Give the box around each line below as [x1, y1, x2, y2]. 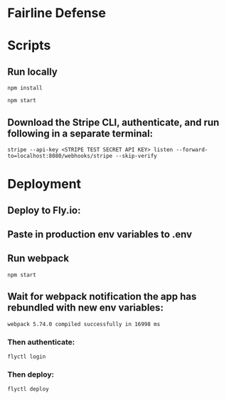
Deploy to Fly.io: [7, 204, 81, 216]
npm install [7, 85, 43, 92]
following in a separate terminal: [7, 127, 154, 139]
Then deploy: [7, 369, 55, 379]
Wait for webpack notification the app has [7, 291, 197, 303]
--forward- [176, 146, 208, 153]
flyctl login [7, 353, 46, 360]
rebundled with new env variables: [7, 302, 164, 314]
